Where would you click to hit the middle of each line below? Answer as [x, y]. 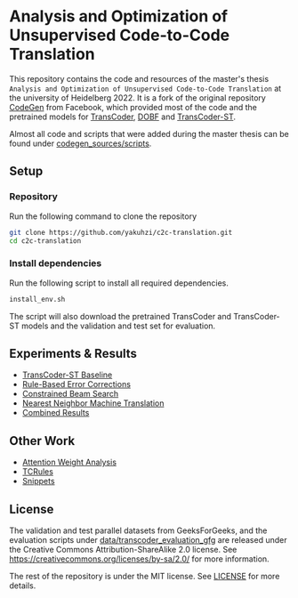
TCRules [37, 472]
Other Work [42, 441]
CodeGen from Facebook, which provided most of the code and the [133, 107]
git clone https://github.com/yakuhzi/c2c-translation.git [121, 232]
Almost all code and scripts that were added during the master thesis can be [149, 133]
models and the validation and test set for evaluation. [118, 326]
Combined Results [56, 413]
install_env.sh [37, 299]
